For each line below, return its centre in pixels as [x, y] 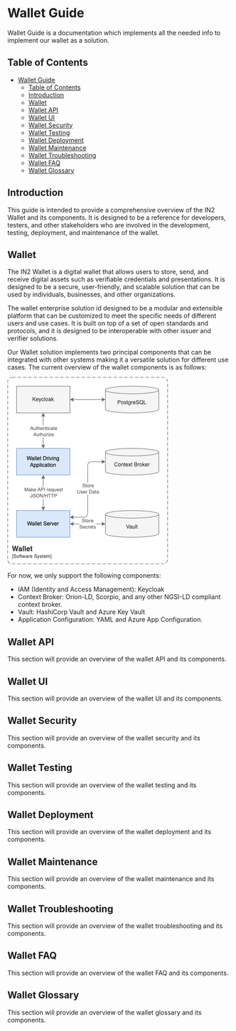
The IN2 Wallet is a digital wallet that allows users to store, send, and [108, 272]
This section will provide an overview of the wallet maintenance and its [111, 879]
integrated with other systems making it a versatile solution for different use [118, 360]
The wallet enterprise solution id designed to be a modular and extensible [115, 308]
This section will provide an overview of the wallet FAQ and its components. [118, 973]
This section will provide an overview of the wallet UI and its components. [115, 698]
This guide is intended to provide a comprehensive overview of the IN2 [111, 210]
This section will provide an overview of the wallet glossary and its [104, 1012]
